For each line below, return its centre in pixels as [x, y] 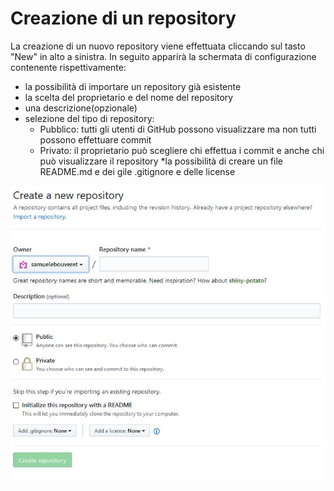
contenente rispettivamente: [68, 67]
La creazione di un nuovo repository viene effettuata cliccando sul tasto [158, 46]
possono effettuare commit [95, 139]
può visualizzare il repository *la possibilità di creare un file [161, 161]
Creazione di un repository [123, 18]
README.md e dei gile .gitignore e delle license [137, 171]
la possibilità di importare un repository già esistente [133, 86]
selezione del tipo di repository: [89, 118]
